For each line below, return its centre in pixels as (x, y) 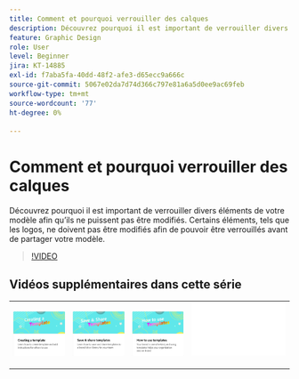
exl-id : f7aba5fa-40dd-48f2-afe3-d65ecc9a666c (97, 76)
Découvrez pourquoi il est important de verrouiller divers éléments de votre (147, 211)
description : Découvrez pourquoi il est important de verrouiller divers (149, 28)
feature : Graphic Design (55, 37)
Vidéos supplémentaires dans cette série (125, 284)
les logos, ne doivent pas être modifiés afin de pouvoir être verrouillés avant (149, 230)
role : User (29, 47)
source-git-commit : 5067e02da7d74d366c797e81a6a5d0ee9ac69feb (127, 85)
